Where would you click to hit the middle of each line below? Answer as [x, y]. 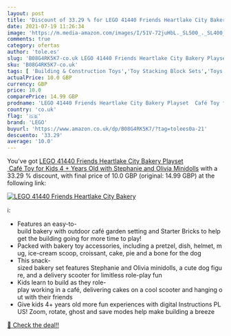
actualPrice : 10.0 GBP [40, 77]
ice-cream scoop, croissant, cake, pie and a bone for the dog [114, 253]
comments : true [29, 39]
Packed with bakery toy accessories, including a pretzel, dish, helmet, [116, 246]
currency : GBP [27, 84]
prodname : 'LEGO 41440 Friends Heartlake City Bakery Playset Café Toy [113, 103]
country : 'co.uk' [32, 109]
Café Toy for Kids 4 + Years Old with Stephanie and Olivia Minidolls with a [113, 169]
